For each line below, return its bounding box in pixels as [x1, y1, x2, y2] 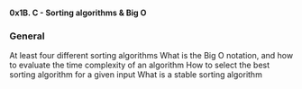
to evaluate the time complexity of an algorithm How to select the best [9, 59, 270, 70]
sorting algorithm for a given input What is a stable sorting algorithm [9, 68, 263, 80]
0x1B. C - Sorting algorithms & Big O [9, 7, 147, 18]
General [9, 30, 45, 42]
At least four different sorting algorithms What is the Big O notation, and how [9, 49, 294, 60]
